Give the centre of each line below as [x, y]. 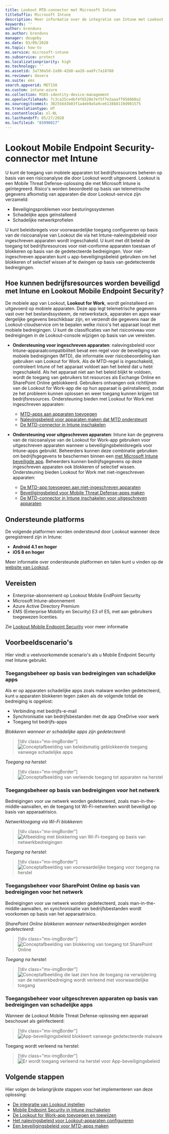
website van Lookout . [27, 567]
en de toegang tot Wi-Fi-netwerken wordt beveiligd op [100, 806]
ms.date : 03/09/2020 [27, 43]
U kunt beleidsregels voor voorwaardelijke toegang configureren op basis [81, 230]
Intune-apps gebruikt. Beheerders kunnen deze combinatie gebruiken [85, 451]
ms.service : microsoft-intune [37, 52]
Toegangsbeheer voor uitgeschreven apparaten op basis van [81, 998]
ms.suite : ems [20, 80]
